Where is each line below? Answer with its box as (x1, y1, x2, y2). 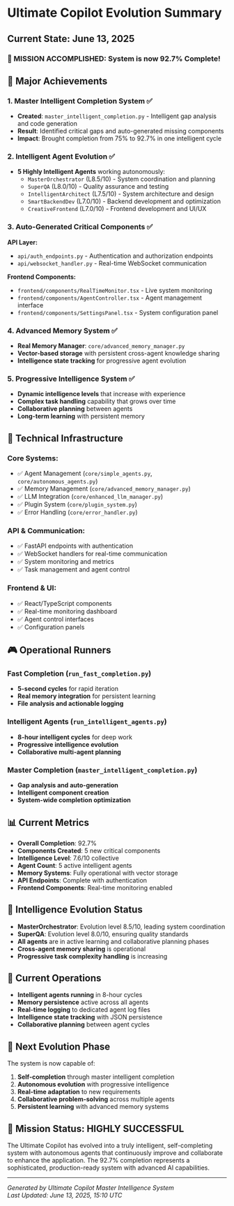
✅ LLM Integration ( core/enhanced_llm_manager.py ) (17, 493, 164, 501)
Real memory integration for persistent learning (17, 692, 156, 700)
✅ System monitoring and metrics (17, 558, 115, 566)
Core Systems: (7, 453, 58, 463)
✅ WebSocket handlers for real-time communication (17, 550, 168, 558)
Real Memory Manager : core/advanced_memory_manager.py (17, 342, 185, 350)
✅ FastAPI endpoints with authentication (17, 542, 134, 550)
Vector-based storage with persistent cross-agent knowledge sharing (17, 349, 220, 358)
